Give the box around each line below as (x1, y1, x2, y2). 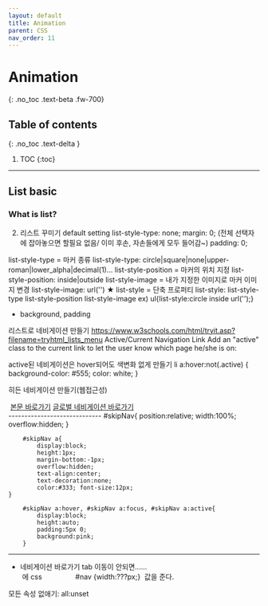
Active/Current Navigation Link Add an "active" (104, 334, 259, 344)
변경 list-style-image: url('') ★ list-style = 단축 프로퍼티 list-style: (16, 285, 226, 294)
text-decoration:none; (37, 476, 112, 485)
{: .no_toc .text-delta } (8, 139, 81, 148)
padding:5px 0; (37, 525, 88, 533)
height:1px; (37, 448, 77, 457)
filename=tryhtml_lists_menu (8, 334, 104, 344)
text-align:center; (37, 470, 102, 478)
